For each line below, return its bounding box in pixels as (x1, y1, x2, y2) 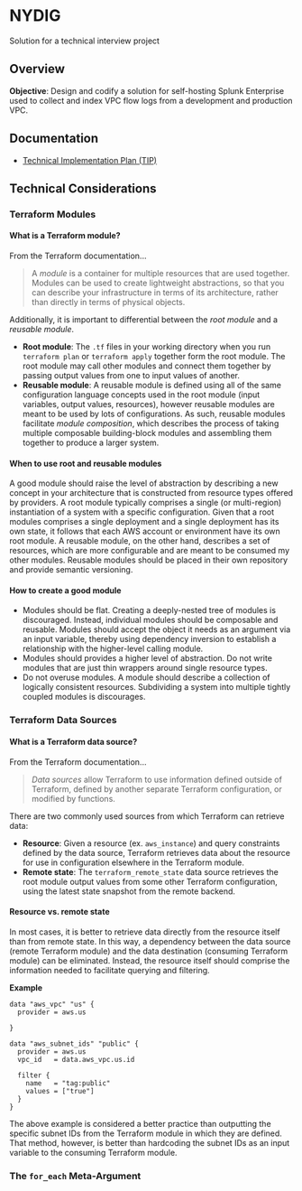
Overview (9, 61, 66, 77)
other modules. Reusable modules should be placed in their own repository (9, 554, 288, 565)
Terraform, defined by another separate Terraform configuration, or (31, 783, 282, 795)
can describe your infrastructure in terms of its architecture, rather (31, 287, 279, 298)
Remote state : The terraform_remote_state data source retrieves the (22, 866, 279, 877)
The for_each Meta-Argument (9, 1169, 142, 1182)
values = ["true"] (25, 1086, 95, 1095)
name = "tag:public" (25, 1078, 111, 1088)
